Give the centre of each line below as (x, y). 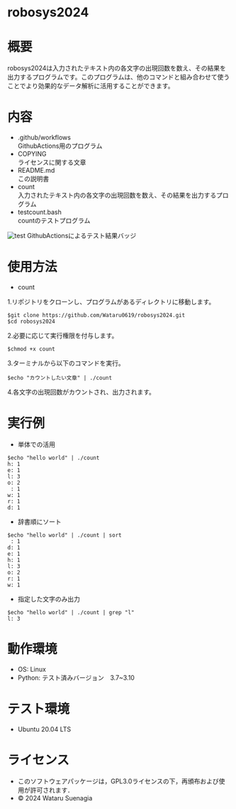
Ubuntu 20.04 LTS (44, 729)
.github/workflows (44, 138)
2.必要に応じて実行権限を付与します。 (63, 336)
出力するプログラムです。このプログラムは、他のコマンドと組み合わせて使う (119, 77)
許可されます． (52, 790)
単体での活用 (36, 444)
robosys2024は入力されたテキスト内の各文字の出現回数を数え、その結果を (117, 68)
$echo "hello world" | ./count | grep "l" (71, 612)
